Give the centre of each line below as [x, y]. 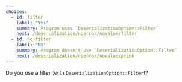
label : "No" [31, 45]
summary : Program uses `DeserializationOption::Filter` [88, 28]
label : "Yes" [33, 23]
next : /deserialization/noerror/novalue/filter [77, 34]
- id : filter [27, 17]
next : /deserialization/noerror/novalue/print [75, 56]
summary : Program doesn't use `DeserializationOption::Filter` [97, 51]
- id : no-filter [31, 39]
